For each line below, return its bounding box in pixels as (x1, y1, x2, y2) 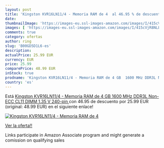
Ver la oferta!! (5, 123, 33, 128)
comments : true (5, 30, 36, 35)
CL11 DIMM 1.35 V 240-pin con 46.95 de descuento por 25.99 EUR (15, 98, 149, 104)
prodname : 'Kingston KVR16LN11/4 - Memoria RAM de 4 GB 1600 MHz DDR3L (5, 75, 156, 80)
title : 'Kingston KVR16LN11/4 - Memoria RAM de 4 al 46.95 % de (5, 12, 141, 17)
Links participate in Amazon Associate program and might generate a (5, 132, 144, 138)
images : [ (5, 25, 25, 30)
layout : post (5, 7, 32, 12)
